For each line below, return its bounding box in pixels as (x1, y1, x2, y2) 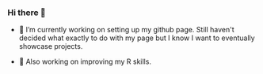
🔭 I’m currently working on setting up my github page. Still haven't (18, 25, 234, 35)
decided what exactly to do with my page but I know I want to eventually (18, 33, 255, 43)
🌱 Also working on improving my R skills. (18, 57, 152, 66)
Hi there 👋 (7, 7, 47, 18)
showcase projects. (18, 42, 83, 51)
